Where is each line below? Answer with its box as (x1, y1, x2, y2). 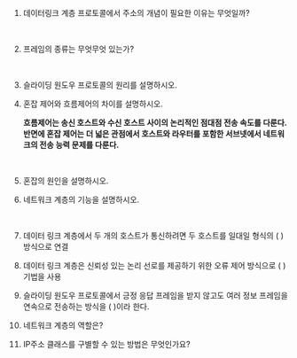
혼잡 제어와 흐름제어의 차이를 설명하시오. (22, 98, 163, 109)
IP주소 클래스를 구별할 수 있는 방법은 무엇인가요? (22, 339, 191, 349)
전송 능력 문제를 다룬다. (39, 140, 120, 150)
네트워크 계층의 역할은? (22, 320, 104, 331)
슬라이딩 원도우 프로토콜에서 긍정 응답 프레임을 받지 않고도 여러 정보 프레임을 (22, 291, 289, 300)
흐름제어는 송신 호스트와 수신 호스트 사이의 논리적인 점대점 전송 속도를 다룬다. (22, 118, 287, 128)
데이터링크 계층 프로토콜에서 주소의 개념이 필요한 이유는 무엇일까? (22, 8, 251, 18)
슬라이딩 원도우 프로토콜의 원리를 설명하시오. (22, 80, 178, 90)
